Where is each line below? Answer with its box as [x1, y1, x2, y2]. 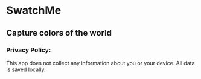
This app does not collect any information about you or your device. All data [6, 59, 195, 66]
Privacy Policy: [6, 46, 51, 54]
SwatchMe [6, 4, 62, 17]
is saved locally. [6, 66, 46, 73]
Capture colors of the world [6, 28, 112, 38]
